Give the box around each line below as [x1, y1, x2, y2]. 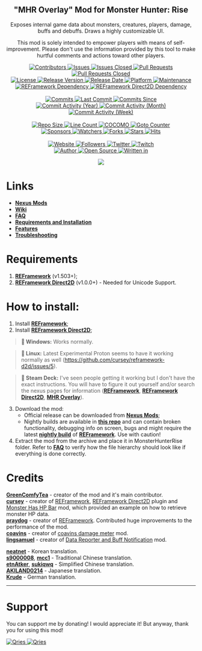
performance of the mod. [6, 523, 69, 530]
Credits [6, 471, 44, 484]
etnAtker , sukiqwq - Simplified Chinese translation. [6, 560, 134, 568]
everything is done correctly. [14, 449, 87, 457]
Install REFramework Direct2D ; [14, 326, 93, 334]
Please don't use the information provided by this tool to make [41, 45, 196, 52]
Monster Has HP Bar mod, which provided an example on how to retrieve [6, 504, 187, 511]
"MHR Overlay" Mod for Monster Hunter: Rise [14, 5, 188, 15]
